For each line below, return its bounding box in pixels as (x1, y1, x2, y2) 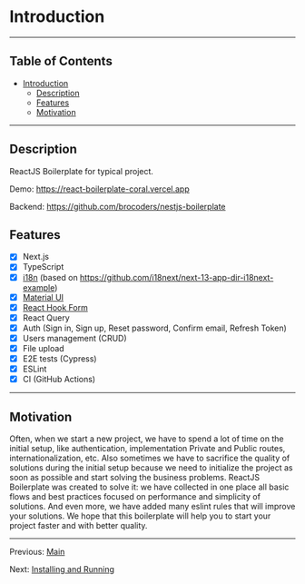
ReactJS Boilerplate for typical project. (9, 165, 154, 176)
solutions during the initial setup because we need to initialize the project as (9, 461, 293, 473)
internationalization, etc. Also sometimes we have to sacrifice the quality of (9, 452, 290, 463)
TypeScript (22, 262, 64, 272)
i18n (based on (22, 272, 79, 282)
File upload (22, 342, 65, 353)
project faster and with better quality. (9, 520, 148, 530)
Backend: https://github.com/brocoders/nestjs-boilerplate (9, 201, 226, 212)
